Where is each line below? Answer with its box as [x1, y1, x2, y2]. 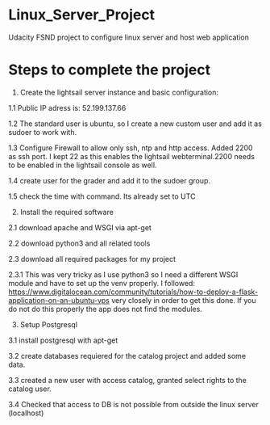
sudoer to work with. [8, 127, 77, 137]
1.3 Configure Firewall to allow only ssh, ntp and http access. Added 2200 [8, 143, 253, 153]
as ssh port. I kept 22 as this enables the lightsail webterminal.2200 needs [8, 151, 255, 161]
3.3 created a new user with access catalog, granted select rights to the [8, 375, 247, 385]
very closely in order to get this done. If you [111, 295, 256, 305]
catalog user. [8, 384, 52, 393]
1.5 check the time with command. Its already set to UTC [8, 191, 196, 201]
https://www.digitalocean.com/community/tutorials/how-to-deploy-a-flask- [8, 287, 259, 297]
